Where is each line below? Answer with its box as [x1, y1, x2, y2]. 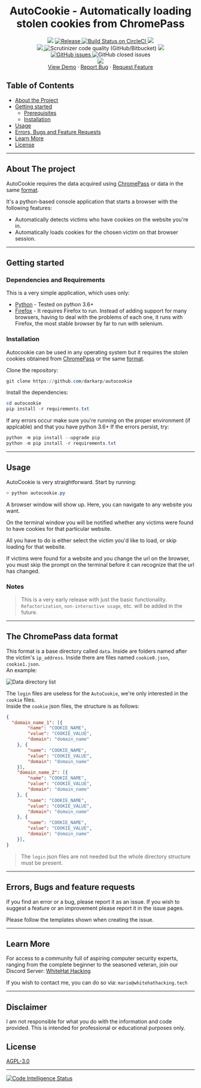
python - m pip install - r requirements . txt [6, 440, 117, 446]
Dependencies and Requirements [6, 275, 105, 284]
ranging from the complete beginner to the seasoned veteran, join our [6, 961, 178, 968]
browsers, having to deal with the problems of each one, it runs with [14, 314, 183, 321]
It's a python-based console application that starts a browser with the [6, 197, 178, 205]
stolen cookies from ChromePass [16, 17, 185, 31]
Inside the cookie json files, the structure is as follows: [6, 702, 139, 710]
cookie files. [6, 696, 36, 703]
